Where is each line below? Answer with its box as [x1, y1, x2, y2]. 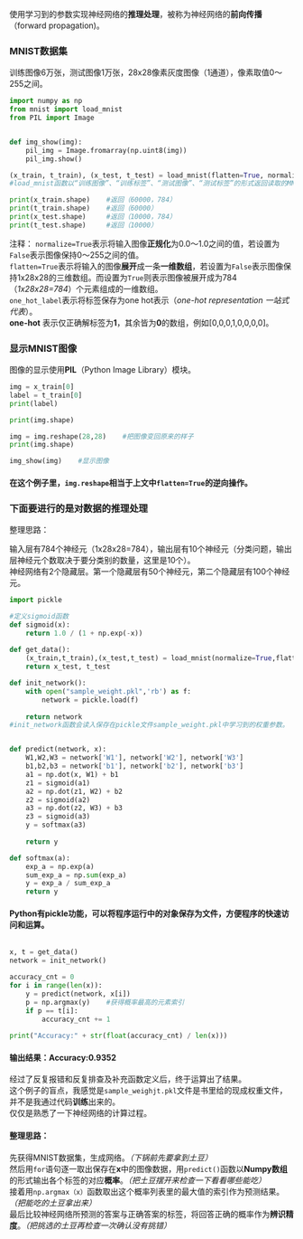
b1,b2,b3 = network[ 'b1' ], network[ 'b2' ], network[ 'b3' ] [25, 761, 244, 771]
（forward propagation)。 [9, 20, 106, 31]
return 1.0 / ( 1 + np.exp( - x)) [25, 629, 143, 638]
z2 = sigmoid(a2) [25, 795, 91, 804]
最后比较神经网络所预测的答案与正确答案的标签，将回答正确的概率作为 [9, 1208, 271, 1219]
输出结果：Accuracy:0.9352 [9, 1052, 117, 1063]
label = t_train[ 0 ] [9, 391, 83, 400]
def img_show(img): [9, 137, 83, 147]
